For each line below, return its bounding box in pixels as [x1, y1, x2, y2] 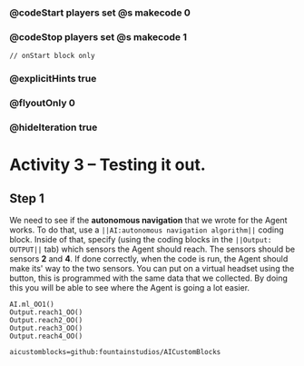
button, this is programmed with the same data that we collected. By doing [9, 272, 289, 283]
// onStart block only [9, 52, 95, 61]
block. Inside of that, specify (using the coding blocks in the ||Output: [9, 233, 272, 244]
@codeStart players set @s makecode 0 [9, 6, 191, 19]
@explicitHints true [9, 73, 97, 85]
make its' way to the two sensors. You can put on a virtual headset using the [9, 262, 295, 273]
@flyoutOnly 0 [9, 97, 75, 110]
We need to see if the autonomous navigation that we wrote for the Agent [9, 214, 288, 225]
